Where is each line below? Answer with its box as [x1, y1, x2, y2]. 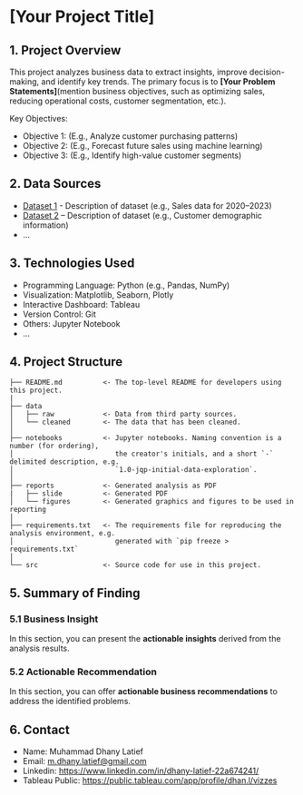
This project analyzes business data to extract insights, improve [9, 66, 248, 77]
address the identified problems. [9, 696, 132, 707]
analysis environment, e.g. [9, 529, 116, 538]
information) [22, 220, 69, 231]
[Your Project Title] [9, 6, 155, 27]
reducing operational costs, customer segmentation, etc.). [9, 95, 227, 106]
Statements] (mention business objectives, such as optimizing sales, [9, 86, 266, 96]
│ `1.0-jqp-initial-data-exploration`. [9, 466, 258, 475]
